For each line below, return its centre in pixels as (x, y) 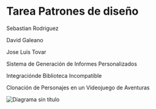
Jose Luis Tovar (26, 52)
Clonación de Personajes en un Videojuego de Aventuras (78, 88)
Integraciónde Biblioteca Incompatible (54, 75)
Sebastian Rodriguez (33, 28)
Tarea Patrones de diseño (72, 11)
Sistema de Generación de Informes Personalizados (72, 64)
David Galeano (25, 40)
